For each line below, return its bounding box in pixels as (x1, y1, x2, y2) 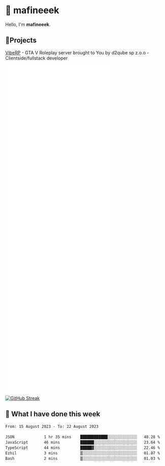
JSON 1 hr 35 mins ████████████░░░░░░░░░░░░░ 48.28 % (5, 435, 160, 440)
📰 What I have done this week (5, 410, 101, 418)
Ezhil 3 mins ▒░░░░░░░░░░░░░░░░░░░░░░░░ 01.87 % (5, 450, 160, 456)
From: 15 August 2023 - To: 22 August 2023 (5, 424, 99, 429)
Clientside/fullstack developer (5, 55, 68, 61)
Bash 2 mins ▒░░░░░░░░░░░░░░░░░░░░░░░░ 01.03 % (5, 456, 160, 461)
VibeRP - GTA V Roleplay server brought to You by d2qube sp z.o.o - (5, 49, 149, 55)
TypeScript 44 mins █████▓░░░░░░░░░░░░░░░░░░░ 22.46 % (5, 445, 160, 451)
